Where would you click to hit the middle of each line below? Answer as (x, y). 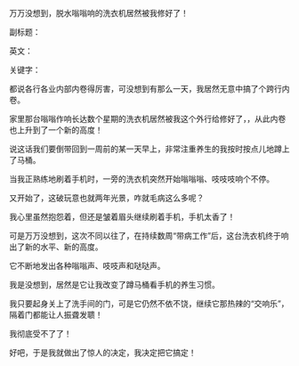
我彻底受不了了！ (40, 333)
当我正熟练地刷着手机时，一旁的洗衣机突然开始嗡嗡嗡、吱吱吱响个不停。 (141, 179)
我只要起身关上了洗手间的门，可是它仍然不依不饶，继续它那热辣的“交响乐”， (149, 304)
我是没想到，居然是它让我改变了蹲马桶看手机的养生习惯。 (114, 285)
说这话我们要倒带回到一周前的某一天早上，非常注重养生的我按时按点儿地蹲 (145, 149)
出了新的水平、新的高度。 (56, 247)
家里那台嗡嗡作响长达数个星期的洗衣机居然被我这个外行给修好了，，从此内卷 (148, 119)
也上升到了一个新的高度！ (56, 130)
